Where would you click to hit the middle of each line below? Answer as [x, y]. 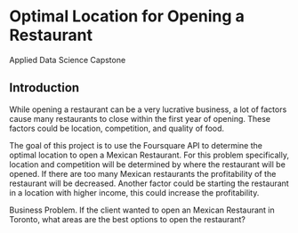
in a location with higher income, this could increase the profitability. [134, 192]
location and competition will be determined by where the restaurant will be [148, 164]
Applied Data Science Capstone [68, 60]
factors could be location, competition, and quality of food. [117, 128]
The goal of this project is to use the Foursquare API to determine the [136, 145]
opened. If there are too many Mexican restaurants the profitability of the [143, 173]
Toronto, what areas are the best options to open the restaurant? [128, 219]
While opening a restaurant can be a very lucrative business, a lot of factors [148, 109]
